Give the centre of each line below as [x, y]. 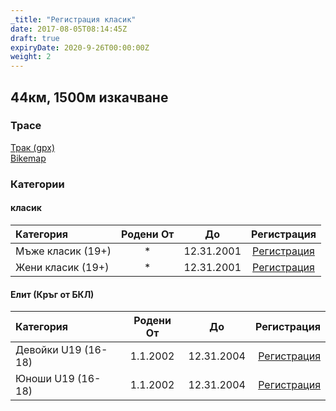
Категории [37, 184]
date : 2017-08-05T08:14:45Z [69, 29]
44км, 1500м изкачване [89, 97]
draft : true [35, 38]
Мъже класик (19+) [63, 251]
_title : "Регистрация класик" [73, 19]
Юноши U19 [45, 379]
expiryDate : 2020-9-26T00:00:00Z [80, 47]
